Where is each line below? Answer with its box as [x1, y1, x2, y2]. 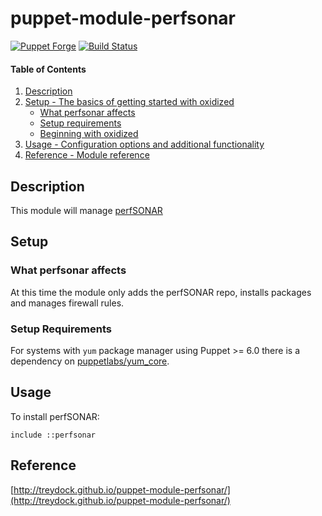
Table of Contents [10, 63, 87, 75]
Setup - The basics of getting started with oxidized [24, 96, 235, 108]
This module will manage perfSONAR [10, 204, 163, 216]
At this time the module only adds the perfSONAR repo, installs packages [10, 286, 312, 298]
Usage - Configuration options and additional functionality [24, 138, 265, 151]
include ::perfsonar [10, 430, 97, 440]
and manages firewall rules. [10, 297, 125, 309]
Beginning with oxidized [39, 128, 139, 140]
